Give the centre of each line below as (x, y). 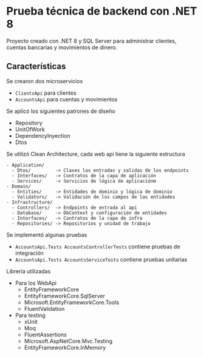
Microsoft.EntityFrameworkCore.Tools (72, 302)
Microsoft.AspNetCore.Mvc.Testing (68, 341)
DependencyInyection (43, 135)
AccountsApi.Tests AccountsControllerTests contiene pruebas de (98, 246)
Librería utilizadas (29, 271)
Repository (29, 123)
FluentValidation (44, 308)
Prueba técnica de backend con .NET (102, 11)
